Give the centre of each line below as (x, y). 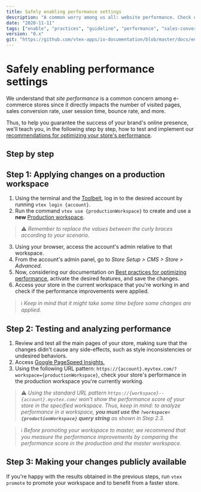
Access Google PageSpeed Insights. (60, 362)
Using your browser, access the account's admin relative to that (93, 247)
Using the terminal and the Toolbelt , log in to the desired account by (98, 198)
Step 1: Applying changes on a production (86, 174)
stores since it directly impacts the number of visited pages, (108, 105)
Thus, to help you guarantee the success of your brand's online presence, (98, 123)
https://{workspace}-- (136, 393)
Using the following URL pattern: (55, 368)
